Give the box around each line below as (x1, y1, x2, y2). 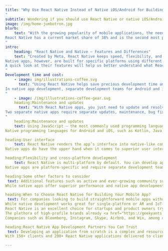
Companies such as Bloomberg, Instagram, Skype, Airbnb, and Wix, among (5, 215, 160, 220)
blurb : (5, 26, 19, 31)
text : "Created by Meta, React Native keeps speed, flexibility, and (14, 53, 162, 59)
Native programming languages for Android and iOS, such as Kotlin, (5, 128, 151, 133)
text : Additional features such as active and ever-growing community (7, 178, 157, 183)
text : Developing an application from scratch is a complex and (7, 229, 144, 234)
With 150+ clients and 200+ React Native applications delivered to (5, 233, 151, 239)
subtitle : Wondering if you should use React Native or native (5, 16, 140, 21)
